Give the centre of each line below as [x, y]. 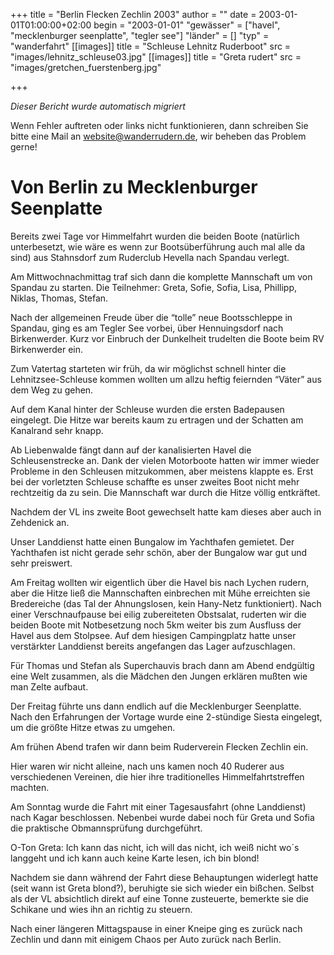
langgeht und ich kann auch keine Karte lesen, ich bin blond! [135, 858]
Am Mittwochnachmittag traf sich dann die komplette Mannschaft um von [161, 276]
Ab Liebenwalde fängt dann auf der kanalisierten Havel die [131, 450]
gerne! [24, 147]
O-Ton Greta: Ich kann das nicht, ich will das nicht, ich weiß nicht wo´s [155, 847]
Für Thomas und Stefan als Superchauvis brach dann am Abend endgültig [162, 665]
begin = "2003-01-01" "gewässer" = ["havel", [187, 25]
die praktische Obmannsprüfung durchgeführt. [106, 828]
